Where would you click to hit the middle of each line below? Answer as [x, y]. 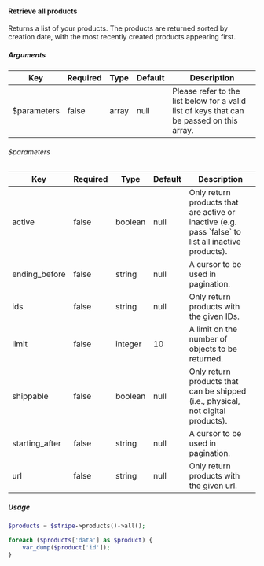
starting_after [37, 443]
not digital [207, 411]
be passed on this [205, 120]
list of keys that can [208, 111]
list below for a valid [209, 101]
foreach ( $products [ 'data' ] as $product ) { [81, 540]
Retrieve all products [43, 11]
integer [128, 344]
